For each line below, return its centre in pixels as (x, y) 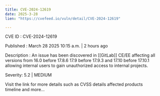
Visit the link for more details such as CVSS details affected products (74, 84)
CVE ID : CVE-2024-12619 (31, 36)
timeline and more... (25, 90)
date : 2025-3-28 (21, 14)
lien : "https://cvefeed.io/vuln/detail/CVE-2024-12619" (63, 18)
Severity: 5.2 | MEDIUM (28, 75)
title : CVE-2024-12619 (28, 9)
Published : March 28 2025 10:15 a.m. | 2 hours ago (57, 46)
